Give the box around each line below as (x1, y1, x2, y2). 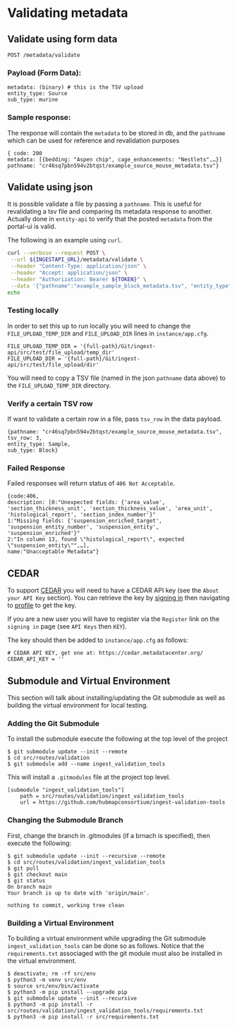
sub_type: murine (7, 97, 59, 104)
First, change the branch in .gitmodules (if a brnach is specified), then (7, 831, 210, 840)
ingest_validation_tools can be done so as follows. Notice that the (7, 941, 205, 949)
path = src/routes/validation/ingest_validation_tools (20, 793, 185, 800)
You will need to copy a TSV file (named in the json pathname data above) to (7, 374, 226, 382)
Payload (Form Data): (7, 68, 82, 78)
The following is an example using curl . (7, 236, 123, 245)
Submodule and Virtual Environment (7, 675, 171, 687)
